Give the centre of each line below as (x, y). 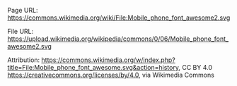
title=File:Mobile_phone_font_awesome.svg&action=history (93, 67)
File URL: (21, 31)
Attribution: (24, 60)
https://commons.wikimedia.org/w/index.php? (108, 60)
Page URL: (23, 10)
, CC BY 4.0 (195, 67)
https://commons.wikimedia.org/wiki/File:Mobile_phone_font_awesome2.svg (119, 18)
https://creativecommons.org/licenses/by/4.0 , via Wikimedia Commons (111, 75)
